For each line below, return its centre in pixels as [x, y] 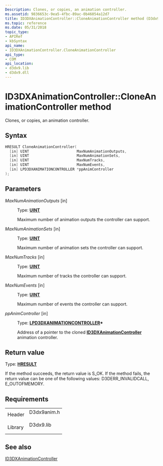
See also [18, 447]
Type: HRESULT [21, 364]
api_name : [15, 46]
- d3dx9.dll [17, 73]
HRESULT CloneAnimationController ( [41, 147]
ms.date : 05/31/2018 [26, 28]
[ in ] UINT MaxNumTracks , [57, 161]
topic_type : [17, 32]
